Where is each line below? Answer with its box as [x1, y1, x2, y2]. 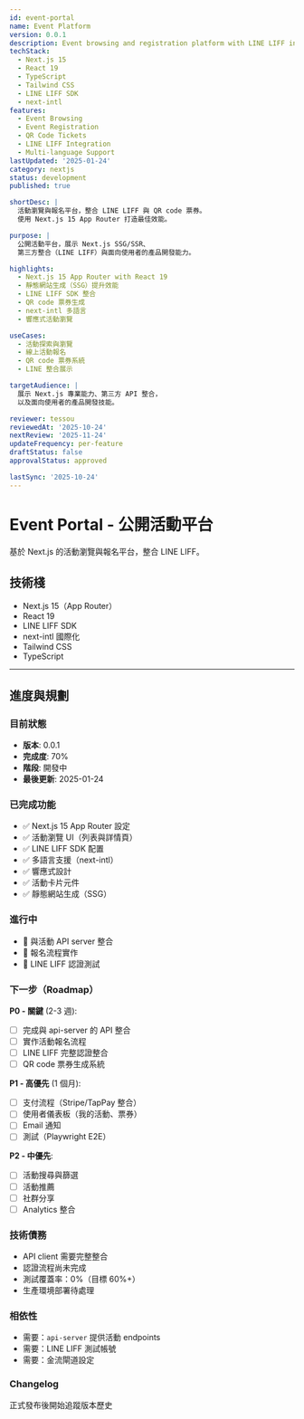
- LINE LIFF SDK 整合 [17, 290, 97, 299]
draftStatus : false [9, 448, 83, 457]
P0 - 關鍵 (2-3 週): [9, 1005, 78, 1016]
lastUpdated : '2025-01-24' [9, 156, 111, 166]
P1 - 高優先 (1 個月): [9, 1078, 81, 1089]
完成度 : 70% [22, 751, 70, 762]
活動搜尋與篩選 [22, 1169, 79, 1181]
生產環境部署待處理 [22, 1285, 95, 1295]
